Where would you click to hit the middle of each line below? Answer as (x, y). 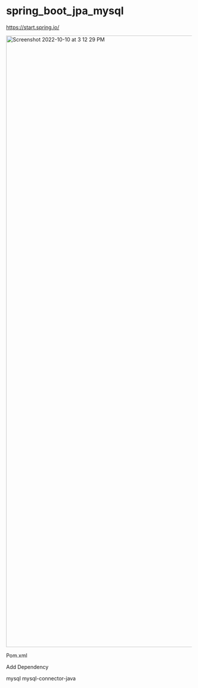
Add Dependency (27, 667)
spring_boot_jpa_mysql (65, 11)
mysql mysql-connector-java (41, 678)
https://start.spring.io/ (33, 27)
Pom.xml (17, 655)
